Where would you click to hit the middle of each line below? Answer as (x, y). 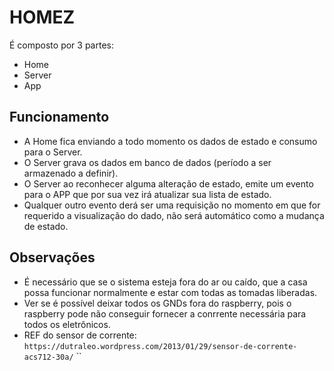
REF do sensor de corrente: (80, 335)
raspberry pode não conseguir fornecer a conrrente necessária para (165, 313)
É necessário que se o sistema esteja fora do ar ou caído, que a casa (165, 282)
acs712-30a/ (48, 357)
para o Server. (53, 152)
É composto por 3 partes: (61, 45)
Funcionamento (59, 117)
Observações (52, 257)
